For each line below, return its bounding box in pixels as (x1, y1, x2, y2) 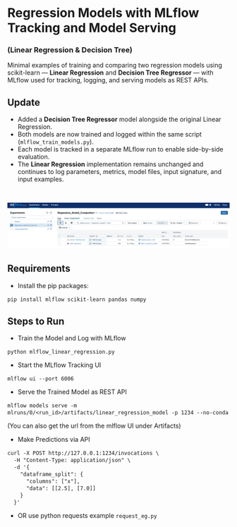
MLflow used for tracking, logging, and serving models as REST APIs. (7, 76, 209, 85)
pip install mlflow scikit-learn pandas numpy (7, 296, 147, 303)
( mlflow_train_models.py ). (17, 137, 94, 146)
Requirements (7, 263, 71, 275)
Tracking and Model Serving (7, 20, 176, 36)
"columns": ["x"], (25, 478, 80, 485)
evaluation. (17, 153, 50, 161)
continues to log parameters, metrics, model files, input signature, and (17, 168, 222, 176)
